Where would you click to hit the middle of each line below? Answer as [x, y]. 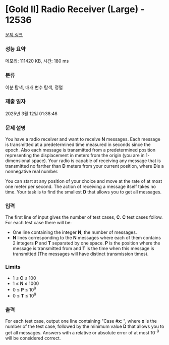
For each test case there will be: [39, 223]
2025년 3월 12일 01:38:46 [32, 113]
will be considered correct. [33, 338]
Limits [13, 267]
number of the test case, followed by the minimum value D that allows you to [85, 326]
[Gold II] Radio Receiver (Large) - [75, 9]
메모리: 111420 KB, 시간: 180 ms [37, 61]
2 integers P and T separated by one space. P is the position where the [86, 243]
